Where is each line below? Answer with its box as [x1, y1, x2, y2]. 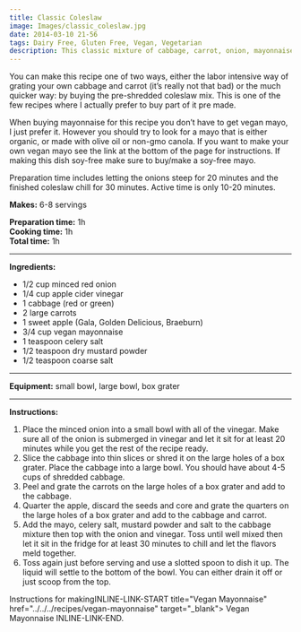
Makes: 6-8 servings [9, 199, 88, 211]
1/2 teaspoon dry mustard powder [21, 346, 148, 357]
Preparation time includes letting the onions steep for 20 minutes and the [9, 172, 279, 184]
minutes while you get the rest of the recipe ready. [21, 443, 209, 454]
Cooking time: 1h [9, 226, 73, 238]
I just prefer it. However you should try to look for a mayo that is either [9, 126, 268, 137]
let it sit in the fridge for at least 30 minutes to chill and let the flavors [21, 539, 277, 550]
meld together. [21, 548, 77, 558]
